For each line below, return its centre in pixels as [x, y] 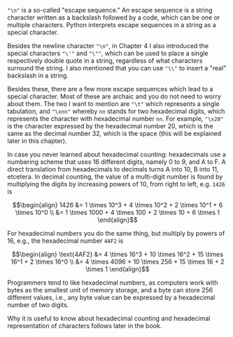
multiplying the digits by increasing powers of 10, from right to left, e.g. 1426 [116, 184]
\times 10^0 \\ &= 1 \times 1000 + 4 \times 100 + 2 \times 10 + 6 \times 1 [118, 212]
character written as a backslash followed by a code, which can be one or [114, 17]
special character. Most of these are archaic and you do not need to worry [114, 96]
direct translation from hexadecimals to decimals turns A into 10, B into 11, [113, 169]
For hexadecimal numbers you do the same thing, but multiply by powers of [116, 233]
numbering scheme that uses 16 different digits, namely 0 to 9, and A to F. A [116, 162]
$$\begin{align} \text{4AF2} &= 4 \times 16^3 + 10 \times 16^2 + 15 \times [118, 254]
